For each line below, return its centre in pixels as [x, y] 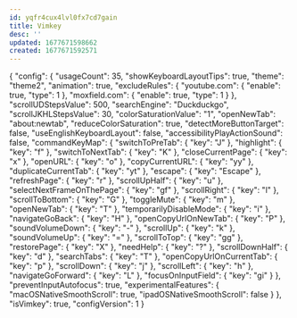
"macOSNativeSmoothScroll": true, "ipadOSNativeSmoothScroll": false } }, [146, 295]
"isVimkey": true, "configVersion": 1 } [77, 304]
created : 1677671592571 [54, 51]
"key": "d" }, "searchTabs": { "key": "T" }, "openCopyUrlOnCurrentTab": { [144, 256]
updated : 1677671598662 [54, 42]
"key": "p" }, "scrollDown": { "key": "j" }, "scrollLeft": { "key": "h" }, [132, 266]
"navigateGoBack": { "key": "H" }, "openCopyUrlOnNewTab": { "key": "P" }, [147, 219]
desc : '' [25, 34]
